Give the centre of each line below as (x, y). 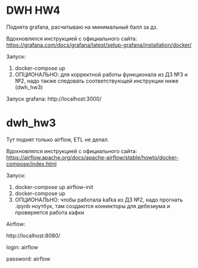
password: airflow (28, 258)
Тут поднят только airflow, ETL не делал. (58, 139)
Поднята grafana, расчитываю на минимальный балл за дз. (82, 27)
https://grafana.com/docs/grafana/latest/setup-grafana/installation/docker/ (99, 45)
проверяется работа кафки (50, 212)
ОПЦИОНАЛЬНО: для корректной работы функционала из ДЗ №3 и (101, 74)
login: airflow (22, 247)
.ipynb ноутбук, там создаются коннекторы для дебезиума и (92, 206)
